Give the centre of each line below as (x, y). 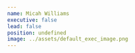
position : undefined (37, 33)
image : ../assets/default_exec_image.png (68, 39)
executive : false (32, 20)
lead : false (24, 26)
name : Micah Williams (38, 13)
